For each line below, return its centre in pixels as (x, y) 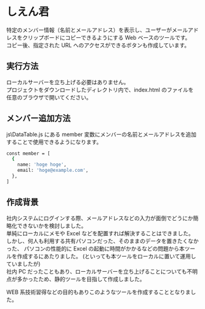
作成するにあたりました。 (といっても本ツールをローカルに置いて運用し (106, 256)
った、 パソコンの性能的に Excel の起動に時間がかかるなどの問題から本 (95, 248)
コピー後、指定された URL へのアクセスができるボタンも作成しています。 (98, 45)
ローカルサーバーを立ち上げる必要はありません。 (68, 82)
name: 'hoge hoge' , (42, 165)
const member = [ (28, 153)
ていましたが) (23, 264)
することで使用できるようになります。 (54, 142)
